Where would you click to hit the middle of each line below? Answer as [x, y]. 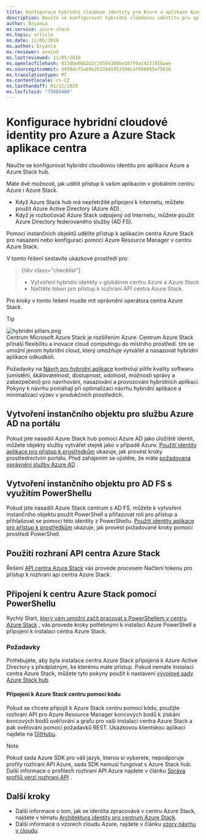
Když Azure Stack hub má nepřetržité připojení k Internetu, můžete [99, 202]
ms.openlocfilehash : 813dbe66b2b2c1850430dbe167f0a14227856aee [89, 63]
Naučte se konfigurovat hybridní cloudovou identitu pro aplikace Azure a [98, 165]
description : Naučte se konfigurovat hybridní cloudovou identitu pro [98, 18]
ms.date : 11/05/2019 [33, 40]
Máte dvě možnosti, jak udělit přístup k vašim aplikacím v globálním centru [101, 183]
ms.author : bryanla [31, 47]
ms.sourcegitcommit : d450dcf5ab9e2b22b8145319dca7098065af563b [89, 69]
